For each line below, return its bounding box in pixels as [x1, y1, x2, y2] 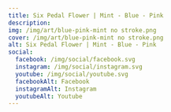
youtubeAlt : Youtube [15, 92, 83, 100]
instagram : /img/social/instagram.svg [15, 63, 143, 71]
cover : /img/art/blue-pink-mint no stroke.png [8, 33, 164, 42]
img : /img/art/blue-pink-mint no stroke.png [8, 26, 157, 34]
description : [8, 19, 51, 27]
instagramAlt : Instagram [15, 84, 97, 93]
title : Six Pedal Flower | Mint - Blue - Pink [8, 11, 164, 20]
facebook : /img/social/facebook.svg [15, 56, 136, 64]
